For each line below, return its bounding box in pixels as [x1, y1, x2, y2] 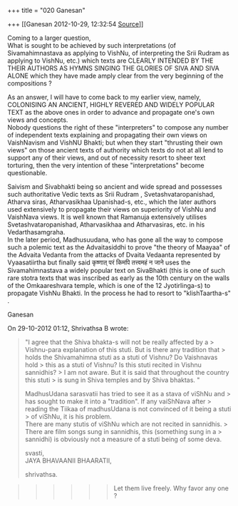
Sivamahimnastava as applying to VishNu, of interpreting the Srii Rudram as [7, 49, 229, 57]
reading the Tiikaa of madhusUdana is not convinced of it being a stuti [24, 405, 232, 413]
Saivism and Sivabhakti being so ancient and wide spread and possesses [7, 182, 222, 191]
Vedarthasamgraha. [7, 228, 66, 236]
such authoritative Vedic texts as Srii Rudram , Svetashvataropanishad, [7, 190, 215, 198]
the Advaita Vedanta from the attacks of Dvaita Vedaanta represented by [7, 251, 221, 259]
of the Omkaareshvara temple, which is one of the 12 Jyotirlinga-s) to [7, 282, 211, 289]
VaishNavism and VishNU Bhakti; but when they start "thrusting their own [7, 138, 223, 147]
